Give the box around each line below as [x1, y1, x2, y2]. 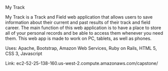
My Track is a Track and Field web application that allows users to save [5, 14, 153, 20]
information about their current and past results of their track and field [5, 20, 151, 25]
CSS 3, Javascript [5, 50, 43, 56]
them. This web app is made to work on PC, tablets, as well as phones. [5, 35, 152, 41]
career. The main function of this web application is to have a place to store [5, 25, 161, 31]
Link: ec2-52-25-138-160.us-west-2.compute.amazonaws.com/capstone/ [5, 60, 158, 66]
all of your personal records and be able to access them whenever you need [5, 30, 163, 36]
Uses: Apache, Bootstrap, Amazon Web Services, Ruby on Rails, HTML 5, [5, 45, 157, 51]
